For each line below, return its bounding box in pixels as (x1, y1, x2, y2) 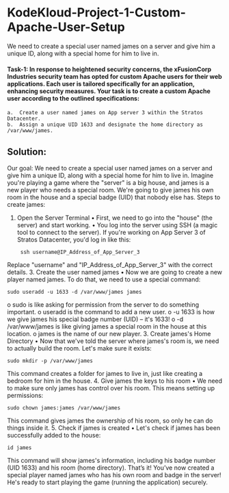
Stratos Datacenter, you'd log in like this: (16, 235, 131, 244)
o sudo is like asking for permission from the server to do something (7, 300, 200, 309)
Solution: (7, 146, 46, 157)
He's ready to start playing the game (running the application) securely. (7, 478, 208, 486)
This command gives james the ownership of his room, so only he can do (7, 416, 213, 425)
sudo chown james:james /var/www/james (7, 404, 121, 412)
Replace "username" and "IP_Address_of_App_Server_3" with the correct (7, 260, 213, 268)
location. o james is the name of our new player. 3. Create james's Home (7, 329, 211, 338)
